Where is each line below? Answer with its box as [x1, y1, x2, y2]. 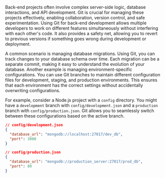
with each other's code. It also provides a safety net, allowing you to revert [5, 31, 158, 36]
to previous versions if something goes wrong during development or [5, 36, 147, 42]
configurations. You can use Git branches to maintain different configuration [5, 72, 161, 77]
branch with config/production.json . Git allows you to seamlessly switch [5, 108, 155, 114]
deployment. [5, 41, 31, 47]
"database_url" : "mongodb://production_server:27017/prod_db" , [9, 159, 143, 164]
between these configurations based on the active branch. [5, 113, 125, 119]
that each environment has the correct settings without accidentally [5, 82, 143, 88]
